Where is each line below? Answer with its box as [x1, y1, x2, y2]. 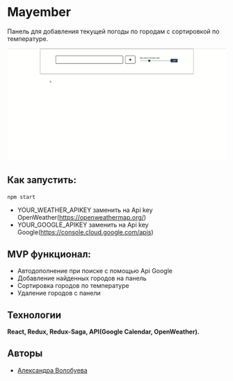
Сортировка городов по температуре [17, 282, 130, 290]
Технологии [7, 309, 61, 321]
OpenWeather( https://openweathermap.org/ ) [17, 213, 147, 222]
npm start [7, 194, 36, 201]
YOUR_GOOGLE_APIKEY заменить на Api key [17, 220, 149, 229]
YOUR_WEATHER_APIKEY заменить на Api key [17, 206, 153, 214]
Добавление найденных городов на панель [17, 274, 147, 282]
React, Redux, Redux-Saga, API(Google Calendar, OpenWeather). [7, 327, 200, 336]
